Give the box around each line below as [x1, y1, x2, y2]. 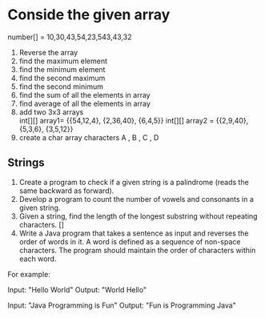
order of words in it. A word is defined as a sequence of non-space [18, 236, 241, 246]
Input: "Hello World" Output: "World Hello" [7, 284, 147, 294]
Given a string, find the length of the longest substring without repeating [18, 211, 258, 221]
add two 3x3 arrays [18, 107, 84, 117]
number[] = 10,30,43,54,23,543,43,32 [7, 32, 132, 42]
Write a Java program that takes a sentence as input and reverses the [18, 228, 249, 238]
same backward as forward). [18, 186, 114, 195]
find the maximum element [18, 56, 108, 66]
